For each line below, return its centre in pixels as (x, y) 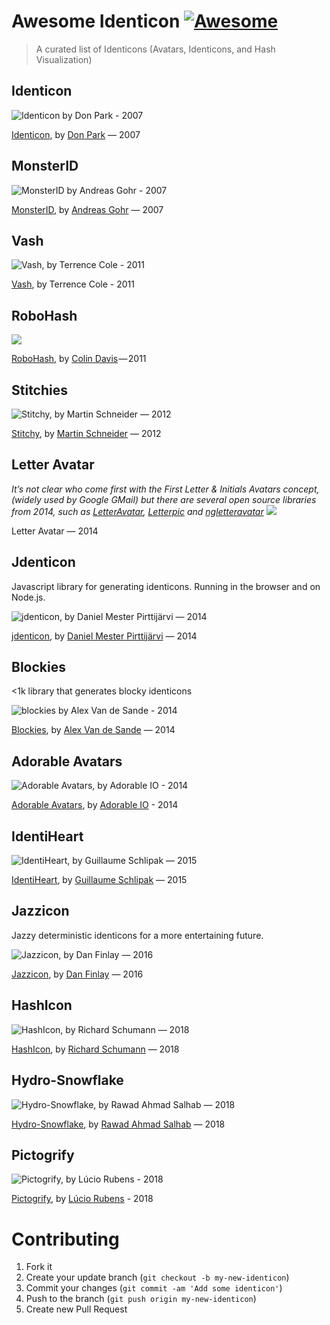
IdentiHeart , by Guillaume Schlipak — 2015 (99, 880)
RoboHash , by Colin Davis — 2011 (79, 359)
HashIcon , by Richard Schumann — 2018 (95, 1049)
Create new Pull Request (76, 1309)
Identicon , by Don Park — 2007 (76, 134)
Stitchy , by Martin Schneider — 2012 (86, 433)
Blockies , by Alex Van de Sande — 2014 (93, 730)
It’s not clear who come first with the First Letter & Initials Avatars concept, (165, 489)
